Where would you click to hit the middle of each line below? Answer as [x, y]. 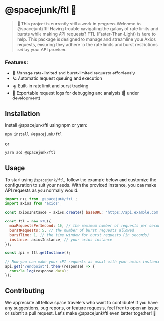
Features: [17, 62]
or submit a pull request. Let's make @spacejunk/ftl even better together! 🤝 [81, 313]
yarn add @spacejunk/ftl [30, 152]
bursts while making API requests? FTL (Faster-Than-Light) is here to [86, 34]
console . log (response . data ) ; [39, 271]
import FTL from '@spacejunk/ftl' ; [41, 199]
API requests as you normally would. [42, 190]
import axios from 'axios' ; [34, 204]
